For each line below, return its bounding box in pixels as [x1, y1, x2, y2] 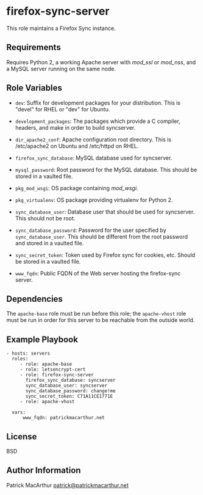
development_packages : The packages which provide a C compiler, [15, 117, 181, 125]
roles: [12, 356, 29, 362]
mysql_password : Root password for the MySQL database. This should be [15, 166, 198, 173]
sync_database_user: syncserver [25, 382, 108, 389]
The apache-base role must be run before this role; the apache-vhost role [6, 310, 187, 318]
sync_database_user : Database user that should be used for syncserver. [15, 208, 195, 215]
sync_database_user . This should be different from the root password [15, 233, 188, 240]
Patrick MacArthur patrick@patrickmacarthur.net [6, 482, 129, 489]
